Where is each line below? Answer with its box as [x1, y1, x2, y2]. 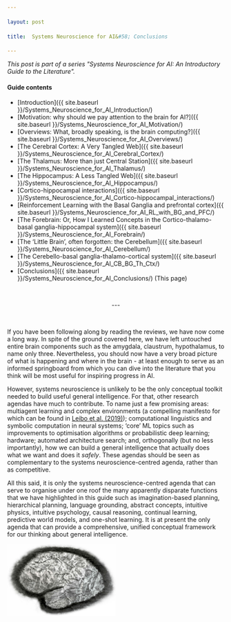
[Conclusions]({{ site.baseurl [17, 267, 100, 275]
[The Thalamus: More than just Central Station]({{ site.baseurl [17, 157, 193, 165]
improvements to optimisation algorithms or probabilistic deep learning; [7, 429, 210, 437]
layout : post [7, 18, 45, 26]
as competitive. [7, 465, 51, 474]
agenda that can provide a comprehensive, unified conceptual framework [7, 523, 216, 531]
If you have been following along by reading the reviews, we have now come [7, 328, 225, 336]
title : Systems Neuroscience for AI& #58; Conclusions [7, 33, 168, 40]
